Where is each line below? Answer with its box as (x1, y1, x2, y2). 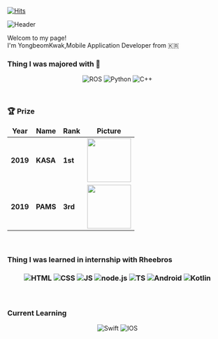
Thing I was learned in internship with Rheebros (7, 254, 173, 264)
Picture (96, 126, 122, 136)
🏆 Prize (7, 106, 35, 116)
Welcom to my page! (7, 34, 67, 42)
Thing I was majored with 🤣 (7, 59, 101, 69)
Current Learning (7, 308, 67, 318)
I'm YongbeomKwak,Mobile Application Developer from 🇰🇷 (7, 41, 180, 49)
